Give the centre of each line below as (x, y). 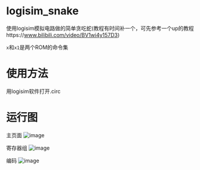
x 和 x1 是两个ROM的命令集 (37, 47)
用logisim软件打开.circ (33, 91)
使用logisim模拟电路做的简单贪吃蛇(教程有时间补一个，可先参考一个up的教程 (100, 28)
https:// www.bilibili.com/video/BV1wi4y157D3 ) (63, 35)
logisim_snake (42, 11)
